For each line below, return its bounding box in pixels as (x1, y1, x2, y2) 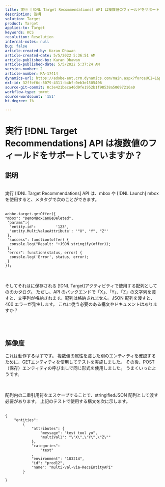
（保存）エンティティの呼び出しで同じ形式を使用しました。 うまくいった (5, 365, 152, 371)
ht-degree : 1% (5, 99, 34, 104)
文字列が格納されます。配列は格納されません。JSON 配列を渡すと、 (18, 295, 155, 301)
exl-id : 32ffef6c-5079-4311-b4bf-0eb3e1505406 (5, 80, 102, 85)
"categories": (31, 443, 60, 448)
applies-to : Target (5, 26, 45, 30)
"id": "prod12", (31, 460, 65, 465)
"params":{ (7, 220, 29, 225)
